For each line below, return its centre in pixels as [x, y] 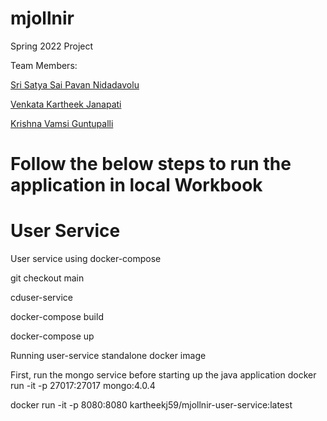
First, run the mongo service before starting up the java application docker [163, 375]
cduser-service [42, 298]
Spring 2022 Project [52, 46]
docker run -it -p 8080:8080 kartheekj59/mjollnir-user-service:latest [151, 405]
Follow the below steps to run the [151, 164]
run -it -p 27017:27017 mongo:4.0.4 [83, 386]
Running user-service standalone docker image [108, 356]
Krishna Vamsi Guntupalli [62, 123]
